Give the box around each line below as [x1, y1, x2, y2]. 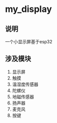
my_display [5, 3, 52, 15]
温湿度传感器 [12, 81, 38, 87]
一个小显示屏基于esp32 [5, 39, 53, 44]
